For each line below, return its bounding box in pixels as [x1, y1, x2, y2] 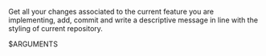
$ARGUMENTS [8, 39, 59, 49]
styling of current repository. [8, 24, 103, 33]
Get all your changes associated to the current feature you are [8, 7, 215, 16]
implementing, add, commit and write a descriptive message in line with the [8, 15, 259, 25]
